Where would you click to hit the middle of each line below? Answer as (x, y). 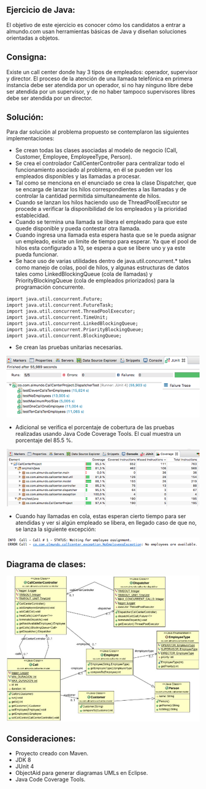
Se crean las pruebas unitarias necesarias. (69, 347)
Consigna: (27, 57)
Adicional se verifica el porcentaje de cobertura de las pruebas (95, 427)
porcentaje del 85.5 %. (44, 440)
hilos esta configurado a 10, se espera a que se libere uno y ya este (100, 248)
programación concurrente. (50, 287)
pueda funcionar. (37, 254)
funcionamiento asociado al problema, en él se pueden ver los (94, 170)
